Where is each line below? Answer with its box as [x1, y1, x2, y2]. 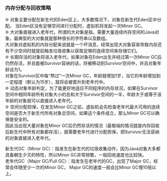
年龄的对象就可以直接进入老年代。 [5, 98, 75, 104]
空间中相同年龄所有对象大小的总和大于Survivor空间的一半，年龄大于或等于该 [5, 91, 162, 98]
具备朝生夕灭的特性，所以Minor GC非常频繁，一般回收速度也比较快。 [5, 152, 147, 158]
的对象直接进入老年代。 [5, 135, 53, 141]
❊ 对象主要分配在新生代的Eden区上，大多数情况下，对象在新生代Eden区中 [5, 16, 158, 23]
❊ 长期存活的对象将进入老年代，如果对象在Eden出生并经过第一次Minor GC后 [5, 54, 162, 60]
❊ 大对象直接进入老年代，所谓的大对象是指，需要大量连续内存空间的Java [5, 29, 155, 35]
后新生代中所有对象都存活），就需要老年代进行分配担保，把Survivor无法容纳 [5, 129, 160, 135]
